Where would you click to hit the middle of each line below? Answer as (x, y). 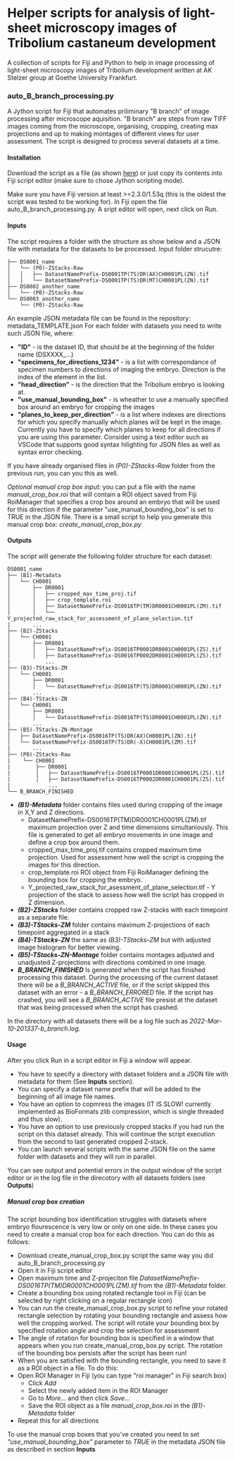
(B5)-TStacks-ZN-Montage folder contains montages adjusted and (116, 954)
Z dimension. (47, 902)
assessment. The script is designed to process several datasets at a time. (114, 141)
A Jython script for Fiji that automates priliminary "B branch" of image (108, 112)
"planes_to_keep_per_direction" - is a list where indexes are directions (122, 414)
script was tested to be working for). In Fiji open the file (87, 202)
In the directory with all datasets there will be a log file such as (98, 1021)
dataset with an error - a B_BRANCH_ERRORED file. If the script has (115, 992)
